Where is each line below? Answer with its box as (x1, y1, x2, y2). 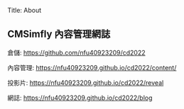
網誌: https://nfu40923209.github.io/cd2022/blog (7, 93, 153, 102)
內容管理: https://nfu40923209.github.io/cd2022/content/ (7, 63, 177, 71)
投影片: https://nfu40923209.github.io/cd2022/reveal (7, 78, 164, 87)
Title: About (7, 6, 42, 14)
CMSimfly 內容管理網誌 (7, 28, 111, 40)
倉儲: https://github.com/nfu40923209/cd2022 (7, 48, 146, 57)
